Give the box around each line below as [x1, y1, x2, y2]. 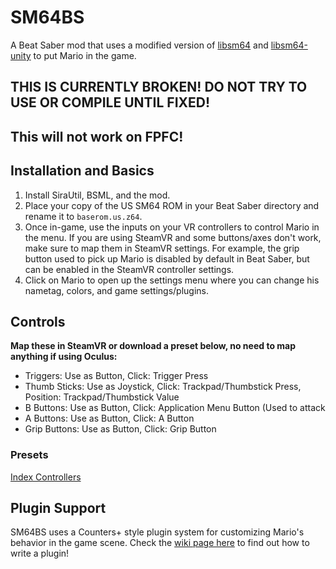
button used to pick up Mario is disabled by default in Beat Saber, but [24, 252, 310, 265]
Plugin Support [10, 500, 107, 517]
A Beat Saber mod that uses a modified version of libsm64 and [10, 39, 269, 51]
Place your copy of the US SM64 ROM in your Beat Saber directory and [24, 199, 320, 211]
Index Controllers [10, 471, 82, 483]
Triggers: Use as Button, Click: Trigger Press [24, 370, 209, 382]
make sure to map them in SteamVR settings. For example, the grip [24, 242, 300, 254]
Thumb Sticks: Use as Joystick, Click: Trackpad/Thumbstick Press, [24, 381, 302, 393]
